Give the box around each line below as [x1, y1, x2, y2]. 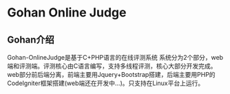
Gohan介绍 [7, 34, 54, 45]
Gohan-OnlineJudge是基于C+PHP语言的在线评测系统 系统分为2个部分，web [7, 54, 224, 61]
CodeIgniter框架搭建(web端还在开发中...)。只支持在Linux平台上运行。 [7, 79, 205, 87]
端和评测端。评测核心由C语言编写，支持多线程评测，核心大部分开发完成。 [7, 62, 217, 70]
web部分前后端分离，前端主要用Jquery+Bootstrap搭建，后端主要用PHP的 [7, 71, 216, 78]
